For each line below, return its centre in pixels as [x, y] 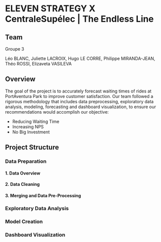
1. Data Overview [23, 173]
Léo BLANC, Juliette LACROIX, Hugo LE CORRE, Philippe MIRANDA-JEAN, [80, 59]
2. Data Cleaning [23, 184]
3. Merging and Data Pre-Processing [43, 195]
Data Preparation [26, 161]
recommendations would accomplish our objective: [57, 112]
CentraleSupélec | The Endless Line [80, 19]
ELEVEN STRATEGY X [50, 9]
